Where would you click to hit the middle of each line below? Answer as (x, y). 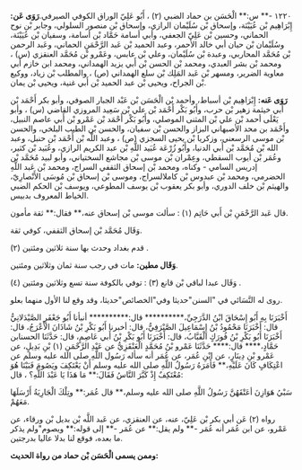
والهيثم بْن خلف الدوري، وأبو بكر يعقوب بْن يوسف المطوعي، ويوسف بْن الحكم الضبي (150, 186)
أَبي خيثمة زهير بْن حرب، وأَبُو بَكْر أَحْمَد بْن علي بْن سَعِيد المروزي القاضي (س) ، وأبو (147, 109)
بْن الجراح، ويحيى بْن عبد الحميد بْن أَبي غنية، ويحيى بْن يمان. (108, 82)
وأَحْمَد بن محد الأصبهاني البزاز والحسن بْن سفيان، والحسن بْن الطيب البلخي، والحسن (150, 129)
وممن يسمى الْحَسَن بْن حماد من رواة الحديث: (85, 455)
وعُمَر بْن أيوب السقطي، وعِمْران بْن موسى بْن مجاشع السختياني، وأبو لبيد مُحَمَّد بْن (146, 157)
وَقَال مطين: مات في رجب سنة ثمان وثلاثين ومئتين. (94, 265)
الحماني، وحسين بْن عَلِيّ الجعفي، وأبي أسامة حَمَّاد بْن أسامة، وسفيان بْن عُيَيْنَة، (139, 35)
